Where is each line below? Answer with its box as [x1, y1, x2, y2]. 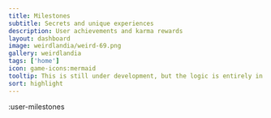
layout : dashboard [8, 34, 71, 43]
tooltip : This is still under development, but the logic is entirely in [8, 72, 264, 80]
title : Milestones [8, 11, 71, 20]
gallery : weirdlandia [8, 49, 82, 57]
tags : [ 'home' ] [8, 57, 60, 65]
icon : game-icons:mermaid [8, 65, 96, 73]
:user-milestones [8, 102, 65, 112]
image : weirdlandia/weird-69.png [8, 42, 122, 50]
